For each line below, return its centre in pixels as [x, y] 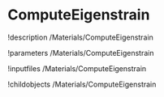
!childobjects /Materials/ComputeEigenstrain [82, 84]
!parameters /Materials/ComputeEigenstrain [81, 53]
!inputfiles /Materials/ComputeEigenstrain [77, 68]
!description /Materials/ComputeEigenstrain [80, 37]
